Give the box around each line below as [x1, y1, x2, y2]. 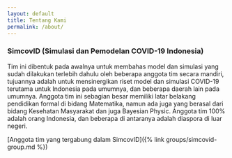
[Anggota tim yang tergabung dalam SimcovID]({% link [7, 135, 165, 143]
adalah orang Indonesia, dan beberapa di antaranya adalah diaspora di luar [7, 114, 222, 122]
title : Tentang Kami [7, 17, 68, 24]
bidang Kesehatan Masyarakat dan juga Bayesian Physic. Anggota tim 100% [7, 106, 226, 115]
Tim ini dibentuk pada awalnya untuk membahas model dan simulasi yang [7, 62, 219, 71]
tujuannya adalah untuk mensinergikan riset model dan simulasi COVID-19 [7, 77, 219, 85]
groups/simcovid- [166, 135, 217, 143]
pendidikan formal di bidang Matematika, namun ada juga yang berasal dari [7, 99, 224, 108]
